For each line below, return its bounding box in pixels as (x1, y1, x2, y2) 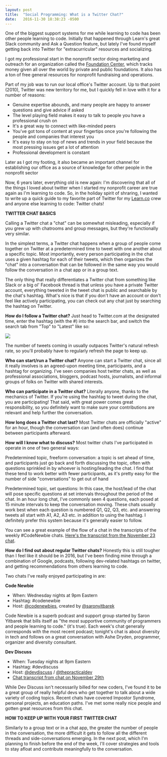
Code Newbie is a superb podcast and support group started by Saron (5, 613, 150, 619)
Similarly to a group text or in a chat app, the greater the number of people (5, 725, 158, 731)
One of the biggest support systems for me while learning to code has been (5, 30, 161, 36)
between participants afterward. (5, 430, 71, 436)
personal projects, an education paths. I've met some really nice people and (5, 700, 161, 706)
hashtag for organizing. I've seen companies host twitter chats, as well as (5, 368, 156, 374)
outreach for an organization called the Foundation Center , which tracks (5, 61, 153, 67)
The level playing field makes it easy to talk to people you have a (12, 112, 146, 118)
